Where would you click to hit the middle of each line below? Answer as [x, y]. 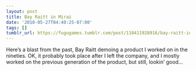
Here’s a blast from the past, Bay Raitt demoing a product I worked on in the [97, 49]
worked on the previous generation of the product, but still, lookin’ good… [94, 62]
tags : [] [17, 28]
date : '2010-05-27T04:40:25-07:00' [49, 22]
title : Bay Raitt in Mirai [39, 17]
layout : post [22, 11]
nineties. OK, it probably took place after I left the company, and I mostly [93, 56]
